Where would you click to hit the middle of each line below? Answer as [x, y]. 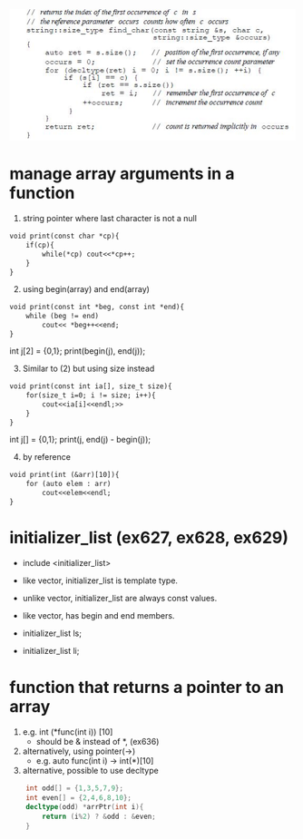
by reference [46, 456]
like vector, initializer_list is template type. [100, 580]
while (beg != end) [63, 316]
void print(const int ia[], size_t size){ [91, 386]
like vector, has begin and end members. [98, 615]
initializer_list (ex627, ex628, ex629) [149, 537]
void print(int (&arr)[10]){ [64, 474]
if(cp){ [40, 245]
